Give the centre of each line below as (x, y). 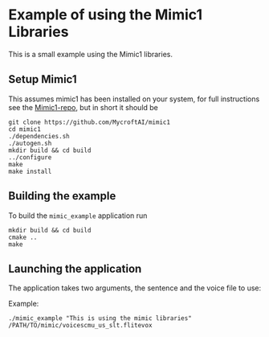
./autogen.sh (30, 143)
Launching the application (75, 268)
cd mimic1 (25, 129)
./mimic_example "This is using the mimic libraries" (100, 319)
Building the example (62, 196)
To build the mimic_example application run (78, 216)
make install (30, 171)
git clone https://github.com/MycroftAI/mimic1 (90, 122)
